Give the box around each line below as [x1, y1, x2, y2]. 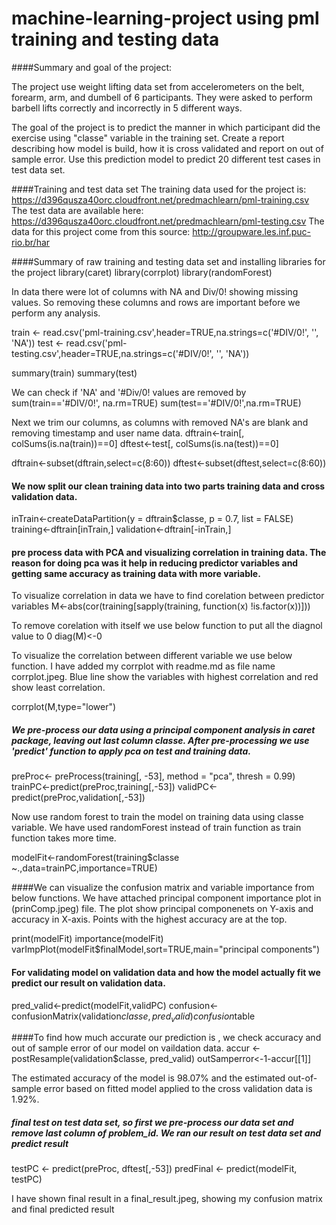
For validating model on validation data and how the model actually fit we [11, 966, 321, 978]
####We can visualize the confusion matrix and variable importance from [11, 882, 315, 894]
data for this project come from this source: [11, 225, 191, 237]
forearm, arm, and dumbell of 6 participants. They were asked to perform [11, 91, 313, 103]
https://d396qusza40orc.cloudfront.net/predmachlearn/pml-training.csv [11, 193, 310, 206]
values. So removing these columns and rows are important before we [11, 296, 301, 308]
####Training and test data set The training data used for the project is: [11, 183, 307, 195]
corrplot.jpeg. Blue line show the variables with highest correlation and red [11, 671, 319, 683]
